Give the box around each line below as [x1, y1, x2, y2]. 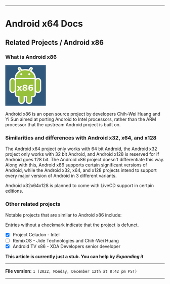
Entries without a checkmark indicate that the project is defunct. [5, 222, 139, 228]
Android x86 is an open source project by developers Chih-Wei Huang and [5, 111, 161, 117]
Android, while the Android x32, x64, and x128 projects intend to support [5, 167, 157, 173]
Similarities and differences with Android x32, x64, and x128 [5, 134, 157, 141]
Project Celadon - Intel [12, 232, 60, 238]
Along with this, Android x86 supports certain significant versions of [5, 162, 148, 168]
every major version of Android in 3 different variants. [5, 173, 117, 179]
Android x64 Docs [5, 18, 83, 29]
